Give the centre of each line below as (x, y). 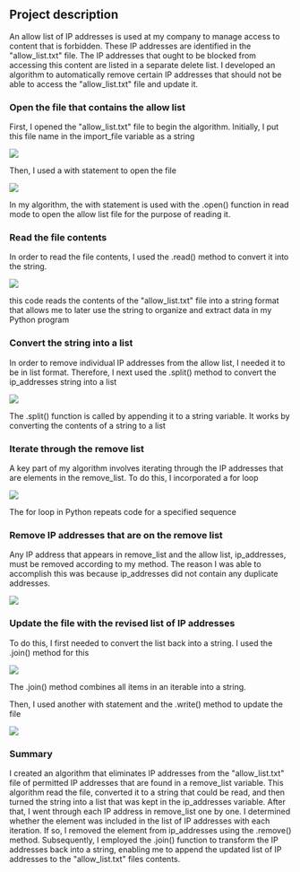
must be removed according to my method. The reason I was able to (135, 564)
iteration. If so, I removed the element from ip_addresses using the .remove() (150, 830)
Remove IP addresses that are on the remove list (116, 535)
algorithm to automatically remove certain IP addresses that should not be (146, 74)
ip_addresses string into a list (63, 381)
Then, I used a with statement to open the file (93, 170)
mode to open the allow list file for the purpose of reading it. (120, 214)
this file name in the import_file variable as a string (102, 136)
